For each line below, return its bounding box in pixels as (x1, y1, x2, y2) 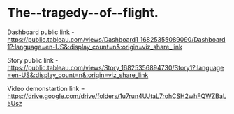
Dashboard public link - (7, 28, 75, 36)
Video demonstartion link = (7, 84, 85, 92)
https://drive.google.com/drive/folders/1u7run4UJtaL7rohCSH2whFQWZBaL (7, 92, 227, 100)
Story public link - (7, 56, 59, 64)
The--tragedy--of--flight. (7, 5, 159, 21)
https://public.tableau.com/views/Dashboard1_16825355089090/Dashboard (7, 35, 226, 43)
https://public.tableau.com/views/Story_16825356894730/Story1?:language (7, 63, 224, 72)
